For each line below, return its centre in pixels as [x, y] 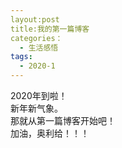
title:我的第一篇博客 [50, 29]
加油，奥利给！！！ [50, 133]
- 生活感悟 [39, 47]
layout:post [35, 19]
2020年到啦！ [39, 95]
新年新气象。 [36, 108]
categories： [36, 38]
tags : [21, 57]
